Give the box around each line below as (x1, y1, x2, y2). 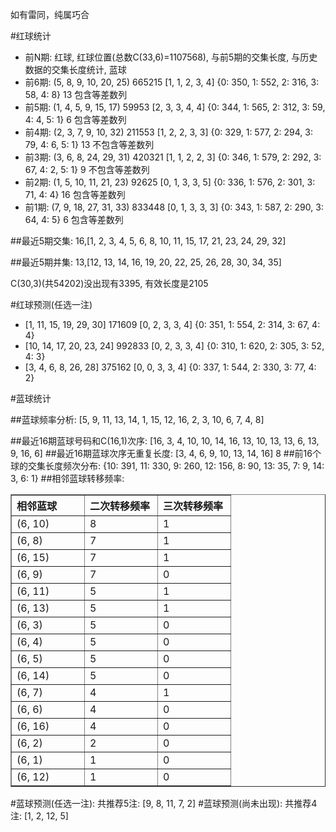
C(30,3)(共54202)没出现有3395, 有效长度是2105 (10, 278, 209, 289)
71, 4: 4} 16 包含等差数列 (24, 189, 126, 200)
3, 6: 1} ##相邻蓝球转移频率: (10, 473, 125, 484)
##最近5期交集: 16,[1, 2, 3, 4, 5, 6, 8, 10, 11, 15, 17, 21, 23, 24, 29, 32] (10, 235, 287, 247)
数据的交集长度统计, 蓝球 (24, 64, 127, 75)
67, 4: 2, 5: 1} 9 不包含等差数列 (24, 164, 150, 175)
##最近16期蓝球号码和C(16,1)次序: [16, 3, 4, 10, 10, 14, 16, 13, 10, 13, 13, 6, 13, (10, 435, 320, 447)
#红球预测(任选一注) (10, 299, 93, 310)
